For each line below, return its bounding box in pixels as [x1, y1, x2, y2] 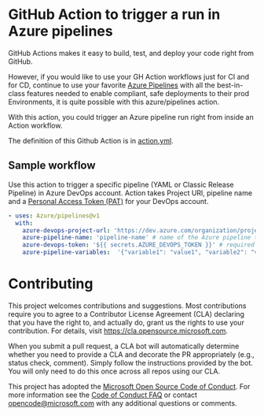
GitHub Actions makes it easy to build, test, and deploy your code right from [8, 48, 254, 58]
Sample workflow [8, 159, 96, 173]
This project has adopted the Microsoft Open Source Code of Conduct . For [8, 381, 251, 391]
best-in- [216, 80, 244, 90]
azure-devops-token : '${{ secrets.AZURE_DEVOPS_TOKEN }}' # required [22, 241, 255, 249]
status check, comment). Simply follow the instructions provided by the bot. [8, 358, 254, 367]
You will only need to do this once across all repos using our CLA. [8, 366, 221, 376]
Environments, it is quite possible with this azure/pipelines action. [8, 97, 220, 106]
